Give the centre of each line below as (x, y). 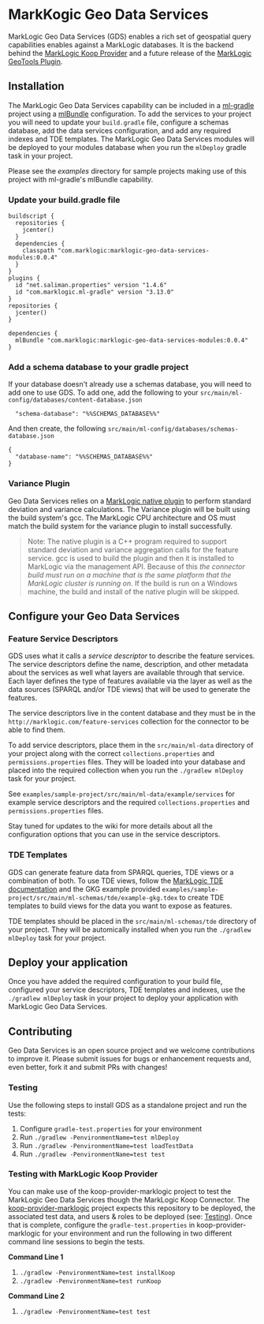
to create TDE (202, 897)
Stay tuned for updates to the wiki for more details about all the (110, 826)
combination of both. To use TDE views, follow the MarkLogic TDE (116, 881)
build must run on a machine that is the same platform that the (129, 574)
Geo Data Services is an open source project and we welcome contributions (132, 1050)
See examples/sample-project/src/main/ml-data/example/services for (121, 794)
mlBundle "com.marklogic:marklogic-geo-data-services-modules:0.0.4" (132, 341)
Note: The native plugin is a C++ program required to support (127, 541)
